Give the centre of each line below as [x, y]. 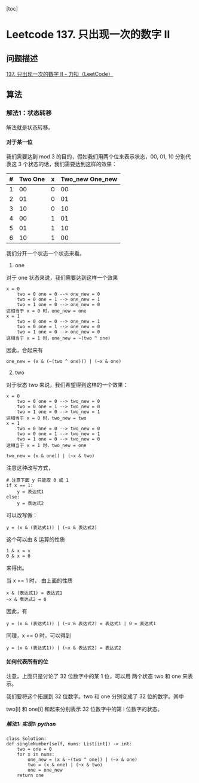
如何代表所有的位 [27, 662]
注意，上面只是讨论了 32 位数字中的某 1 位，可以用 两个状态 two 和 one [94, 676]
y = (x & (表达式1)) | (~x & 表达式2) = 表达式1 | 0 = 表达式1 [81, 623]
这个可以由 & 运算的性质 [36, 539]
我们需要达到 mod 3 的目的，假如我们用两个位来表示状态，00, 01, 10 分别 [96, 156]
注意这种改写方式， [30, 467]
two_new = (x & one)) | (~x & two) [50, 456]
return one [30, 776]
